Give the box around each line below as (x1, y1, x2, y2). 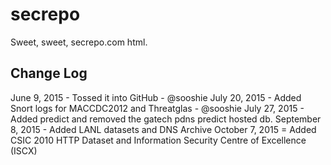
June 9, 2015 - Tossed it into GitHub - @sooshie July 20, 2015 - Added (10, 91, 302, 103)
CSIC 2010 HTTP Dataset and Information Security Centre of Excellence (10, 134, 307, 146)
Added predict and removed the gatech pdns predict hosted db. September (10, 113, 322, 125)
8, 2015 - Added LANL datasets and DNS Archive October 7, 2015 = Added (10, 123, 317, 135)
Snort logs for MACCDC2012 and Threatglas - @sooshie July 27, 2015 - (10, 102, 305, 114)
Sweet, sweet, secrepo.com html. (10, 36, 148, 48)
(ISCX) (10, 144, 38, 157)
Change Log (10, 65, 88, 82)
